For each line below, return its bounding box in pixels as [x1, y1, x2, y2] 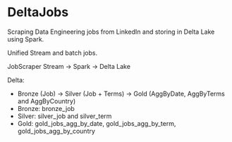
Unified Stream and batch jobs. [7, 49, 97, 57]
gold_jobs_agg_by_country [17, 127, 95, 135]
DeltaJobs [7, 4, 69, 20]
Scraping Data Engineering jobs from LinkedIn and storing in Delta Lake [7, 27, 215, 36]
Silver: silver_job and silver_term [17, 112, 112, 120]
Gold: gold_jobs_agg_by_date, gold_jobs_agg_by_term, [17, 119, 176, 127]
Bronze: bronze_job [17, 104, 75, 112]
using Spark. [7, 34, 44, 43]
